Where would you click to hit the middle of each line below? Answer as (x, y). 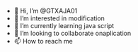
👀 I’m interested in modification (59, 18)
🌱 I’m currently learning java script (64, 26)
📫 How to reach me (43, 41)
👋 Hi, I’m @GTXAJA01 (46, 11)
